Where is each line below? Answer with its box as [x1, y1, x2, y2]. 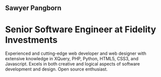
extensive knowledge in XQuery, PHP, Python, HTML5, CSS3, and [5, 56, 139, 62]
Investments [5, 34, 58, 45]
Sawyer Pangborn [5, 4, 62, 12]
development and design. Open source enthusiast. [5, 66, 108, 72]
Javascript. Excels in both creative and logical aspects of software [5, 61, 140, 67]
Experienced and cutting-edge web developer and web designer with [5, 50, 147, 56]
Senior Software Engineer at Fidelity [5, 24, 157, 35]
